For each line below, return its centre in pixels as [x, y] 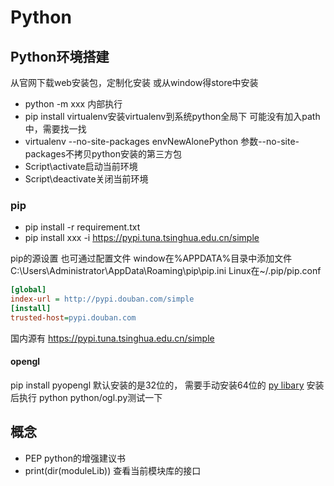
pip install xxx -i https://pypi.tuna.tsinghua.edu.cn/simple [142, 238]
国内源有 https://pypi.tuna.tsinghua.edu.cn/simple [112, 338]
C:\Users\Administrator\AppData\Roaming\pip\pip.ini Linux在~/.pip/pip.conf [166, 271]
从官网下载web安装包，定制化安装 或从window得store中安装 [134, 82]
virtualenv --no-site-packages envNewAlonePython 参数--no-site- [162, 141]
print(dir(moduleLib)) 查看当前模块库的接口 [113, 470]
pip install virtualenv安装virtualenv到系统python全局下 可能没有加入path [172, 116]
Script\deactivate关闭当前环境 [86, 179]
